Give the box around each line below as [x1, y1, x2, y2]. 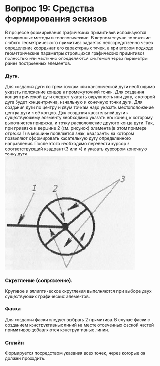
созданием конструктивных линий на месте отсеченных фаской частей [5, 322, 154, 327]
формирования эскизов [5, 13, 108, 24]
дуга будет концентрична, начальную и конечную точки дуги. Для [5, 99, 143, 105]
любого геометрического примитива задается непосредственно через [5, 39, 153, 45]
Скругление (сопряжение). [5, 277, 73, 284]
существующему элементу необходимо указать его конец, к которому [5, 115, 153, 121]
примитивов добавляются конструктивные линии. [5, 327, 109, 333]
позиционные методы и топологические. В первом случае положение [5, 35, 151, 40]
